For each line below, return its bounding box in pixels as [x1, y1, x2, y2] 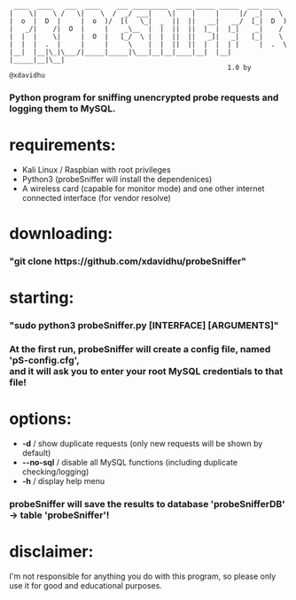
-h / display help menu [21, 475, 105, 486]
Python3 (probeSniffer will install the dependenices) [21, 173, 213, 184]
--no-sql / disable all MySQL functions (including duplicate [21, 457, 238, 467]
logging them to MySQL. [9, 102, 116, 114]
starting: [9, 288, 74, 308]
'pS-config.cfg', [9, 354, 80, 366]
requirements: [9, 135, 117, 156]
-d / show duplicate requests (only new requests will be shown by [21, 438, 263, 449]
